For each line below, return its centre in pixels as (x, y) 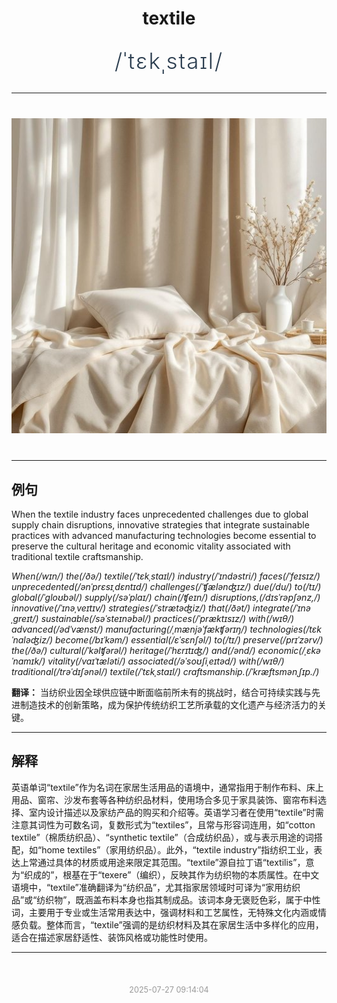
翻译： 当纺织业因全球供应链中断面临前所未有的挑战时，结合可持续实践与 (161, 692)
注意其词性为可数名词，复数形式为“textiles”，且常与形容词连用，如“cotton (163, 824)
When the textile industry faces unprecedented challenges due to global (160, 514)
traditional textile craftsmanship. (77, 556)
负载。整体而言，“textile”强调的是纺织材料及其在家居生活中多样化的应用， (171, 924)
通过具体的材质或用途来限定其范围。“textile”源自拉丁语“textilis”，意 (176, 862)
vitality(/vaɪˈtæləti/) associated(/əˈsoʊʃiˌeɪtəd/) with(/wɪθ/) (166, 661)
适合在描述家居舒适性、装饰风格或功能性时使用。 (112, 937)
